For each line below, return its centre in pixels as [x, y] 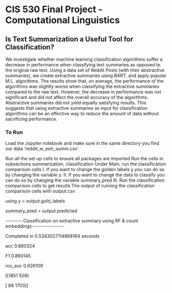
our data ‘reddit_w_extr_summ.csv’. [42, 149]
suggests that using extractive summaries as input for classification [76, 108]
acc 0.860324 [20, 246]
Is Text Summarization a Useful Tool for [69, 39]
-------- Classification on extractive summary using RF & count [72, 221]
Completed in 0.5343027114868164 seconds [52, 236]
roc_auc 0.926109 [24, 266]
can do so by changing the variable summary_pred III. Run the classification [85, 180]
